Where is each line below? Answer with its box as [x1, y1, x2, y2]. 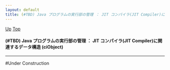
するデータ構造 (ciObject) [9, 44, 64, 50]
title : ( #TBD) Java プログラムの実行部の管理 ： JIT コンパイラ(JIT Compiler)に [5, 12, 165, 17]
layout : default [5, 7, 39, 12]
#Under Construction [5, 60, 50, 66]
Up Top [5, 25, 21, 31]
